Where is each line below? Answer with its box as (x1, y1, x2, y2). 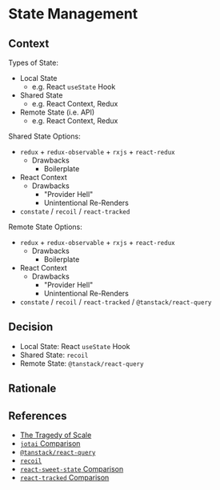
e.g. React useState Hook (31, 82, 116, 91)
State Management (8, 5, 138, 23)
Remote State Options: (8, 222, 82, 231)
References (8, 409, 67, 423)
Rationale (8, 382, 57, 396)
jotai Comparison (19, 439, 81, 448)
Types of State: (8, 58, 58, 67)
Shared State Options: (8, 131, 82, 141)
